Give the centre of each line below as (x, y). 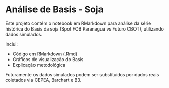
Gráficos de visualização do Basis (48, 59)
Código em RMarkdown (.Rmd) (45, 54)
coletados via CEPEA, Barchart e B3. (43, 80)
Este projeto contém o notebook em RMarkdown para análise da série (78, 23)
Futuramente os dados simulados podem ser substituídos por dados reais (82, 74)
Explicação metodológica (39, 65)
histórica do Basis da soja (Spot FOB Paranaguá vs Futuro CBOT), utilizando (84, 28)
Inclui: (12, 44)
